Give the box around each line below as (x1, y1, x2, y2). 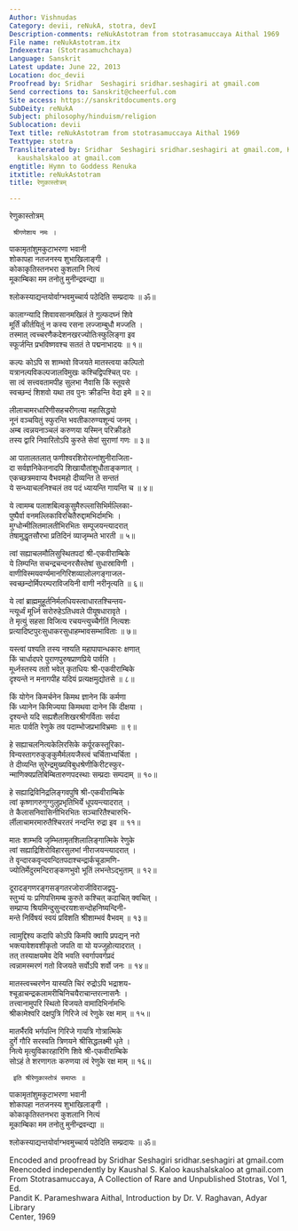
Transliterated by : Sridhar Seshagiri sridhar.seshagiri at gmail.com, (9, 145, 284, 154)
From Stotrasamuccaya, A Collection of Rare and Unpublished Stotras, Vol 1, (9, 1174, 287, 1185)
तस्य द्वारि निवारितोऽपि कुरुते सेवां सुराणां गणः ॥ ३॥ (9, 435, 150, 445)
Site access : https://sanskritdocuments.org (9, 95, 176, 105)
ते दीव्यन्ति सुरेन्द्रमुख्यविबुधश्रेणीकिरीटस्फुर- (9, 759, 126, 770)
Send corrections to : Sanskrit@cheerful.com (9, 87, 176, 96)
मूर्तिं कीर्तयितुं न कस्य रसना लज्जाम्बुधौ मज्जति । (9, 319, 144, 330)
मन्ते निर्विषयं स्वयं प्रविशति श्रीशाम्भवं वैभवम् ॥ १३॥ (9, 913, 148, 923)
